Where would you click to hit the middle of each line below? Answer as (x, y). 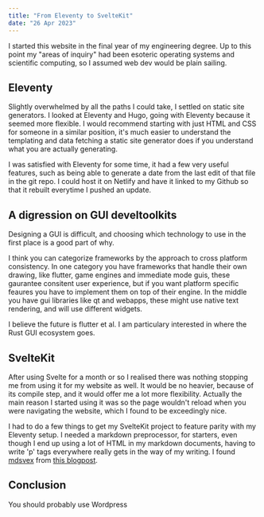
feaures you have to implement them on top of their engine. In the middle (128, 292)
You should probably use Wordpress (68, 504)
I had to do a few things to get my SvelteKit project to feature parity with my (132, 426)
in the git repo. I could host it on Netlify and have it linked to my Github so (128, 182)
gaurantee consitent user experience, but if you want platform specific (124, 284)
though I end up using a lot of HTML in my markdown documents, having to (132, 443)
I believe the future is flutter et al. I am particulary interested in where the (128, 324)
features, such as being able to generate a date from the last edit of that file (132, 173)
